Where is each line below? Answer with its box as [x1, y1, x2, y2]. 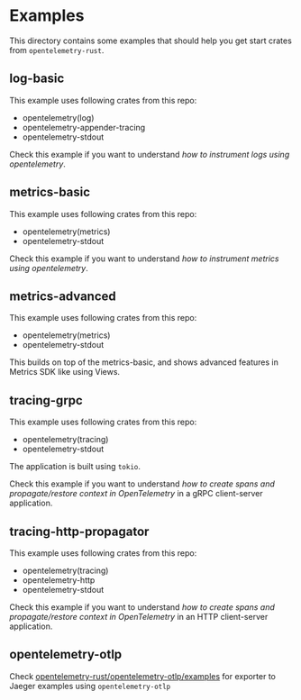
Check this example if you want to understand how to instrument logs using [9, 149, 290, 159]
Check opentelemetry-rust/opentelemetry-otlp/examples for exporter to [9, 670, 277, 681]
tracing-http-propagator [9, 523, 150, 539]
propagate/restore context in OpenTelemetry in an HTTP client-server [9, 612, 269, 622]
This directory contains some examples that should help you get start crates [9, 35, 293, 46]
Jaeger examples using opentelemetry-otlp [9, 680, 171, 691]
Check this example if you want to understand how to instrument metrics [9, 253, 279, 264]
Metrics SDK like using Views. [9, 367, 120, 377]
